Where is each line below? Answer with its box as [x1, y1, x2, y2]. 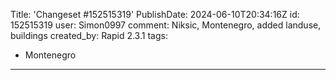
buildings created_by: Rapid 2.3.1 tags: [10, 30, 168, 41]
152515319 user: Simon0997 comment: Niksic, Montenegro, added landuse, [10, 19, 322, 31]
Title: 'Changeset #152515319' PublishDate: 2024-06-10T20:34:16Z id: [10, 9, 300, 20]
